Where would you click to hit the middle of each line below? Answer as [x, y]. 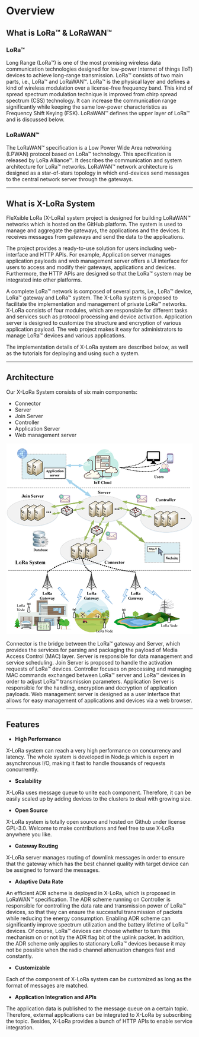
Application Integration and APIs [55, 997]
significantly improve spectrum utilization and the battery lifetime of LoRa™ [97, 924]
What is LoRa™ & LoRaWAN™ [59, 33]
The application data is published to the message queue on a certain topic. [97, 1008]
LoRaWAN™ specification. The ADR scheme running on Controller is [88, 899]
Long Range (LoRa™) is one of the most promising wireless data [84, 62]
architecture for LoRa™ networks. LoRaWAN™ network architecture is [90, 167]
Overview [31, 11]
